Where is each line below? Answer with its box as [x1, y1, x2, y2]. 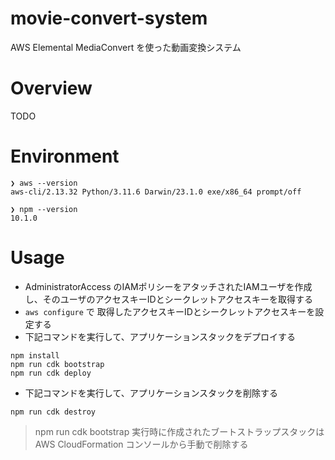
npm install [10, 350, 60, 361]
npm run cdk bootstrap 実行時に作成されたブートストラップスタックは [34, 425, 325, 437]
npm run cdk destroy [10, 407, 97, 417]
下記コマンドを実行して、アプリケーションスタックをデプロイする [24, 330, 297, 342]
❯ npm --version [10, 204, 78, 214]
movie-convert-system [10, 7, 208, 30]
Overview [10, 77, 93, 100]
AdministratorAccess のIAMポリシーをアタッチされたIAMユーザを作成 [24, 280, 313, 292]
